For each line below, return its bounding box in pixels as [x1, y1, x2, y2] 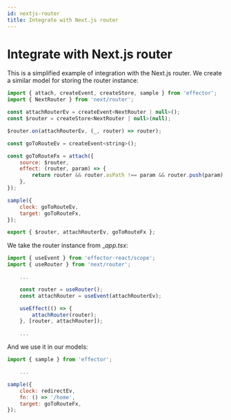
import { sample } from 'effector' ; [7, 356, 112, 363]
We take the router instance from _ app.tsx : [7, 241, 129, 249]
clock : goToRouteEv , [19, 203, 79, 211]
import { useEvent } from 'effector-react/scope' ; [7, 255, 156, 262]
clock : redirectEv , [19, 388, 76, 394]
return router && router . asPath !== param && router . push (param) [32, 172, 224, 179]
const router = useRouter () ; [19, 286, 103, 293]
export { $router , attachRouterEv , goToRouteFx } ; [7, 229, 156, 236]
